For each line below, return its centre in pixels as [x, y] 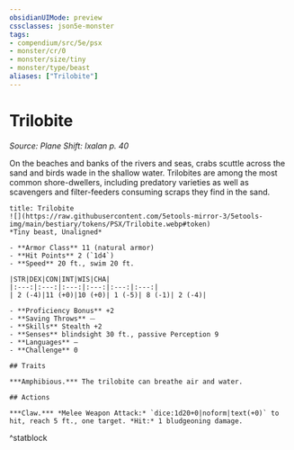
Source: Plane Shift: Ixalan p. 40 [69, 146]
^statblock [28, 437]
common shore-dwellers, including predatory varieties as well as [129, 182]
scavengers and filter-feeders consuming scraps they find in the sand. [140, 192]
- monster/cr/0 [38, 51]
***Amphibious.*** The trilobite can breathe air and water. [126, 382]
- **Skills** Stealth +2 [56, 326]
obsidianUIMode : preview [56, 18]
